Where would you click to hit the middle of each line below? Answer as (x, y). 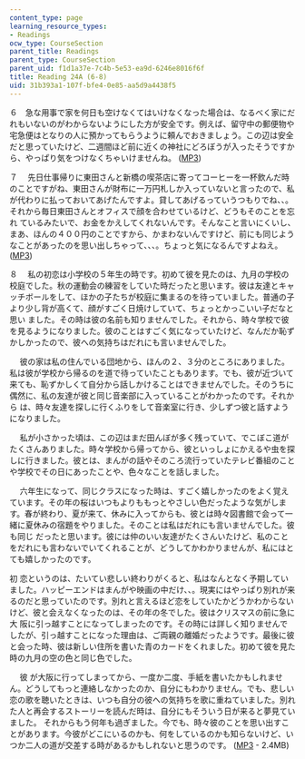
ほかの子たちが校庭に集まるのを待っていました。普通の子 (187, 297)
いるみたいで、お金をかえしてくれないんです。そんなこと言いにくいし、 (161, 222)
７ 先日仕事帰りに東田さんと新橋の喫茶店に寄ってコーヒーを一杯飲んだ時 (150, 177)
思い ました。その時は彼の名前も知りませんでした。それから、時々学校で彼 (149, 320)
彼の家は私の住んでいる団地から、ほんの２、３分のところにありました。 (155, 361)
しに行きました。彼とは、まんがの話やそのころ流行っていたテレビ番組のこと (152, 460)
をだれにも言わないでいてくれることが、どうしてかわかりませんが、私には (148, 547)
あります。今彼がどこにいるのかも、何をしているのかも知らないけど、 (155, 734)
